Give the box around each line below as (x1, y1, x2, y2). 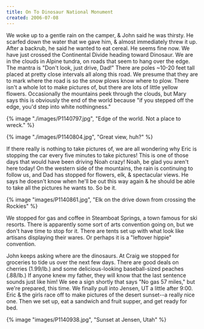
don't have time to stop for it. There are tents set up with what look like (6, 227, 184, 234)
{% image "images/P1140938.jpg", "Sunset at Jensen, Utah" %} (6, 316, 167, 323)
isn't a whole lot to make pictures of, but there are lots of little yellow (6, 83, 178, 91)
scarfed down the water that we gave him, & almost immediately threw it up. (6, 38, 197, 45)
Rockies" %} (6, 202, 38, 210)
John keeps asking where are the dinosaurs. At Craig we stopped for (6, 252, 180, 259)
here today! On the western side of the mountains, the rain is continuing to (6, 164, 194, 172)
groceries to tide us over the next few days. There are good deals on (6, 258, 179, 266)
